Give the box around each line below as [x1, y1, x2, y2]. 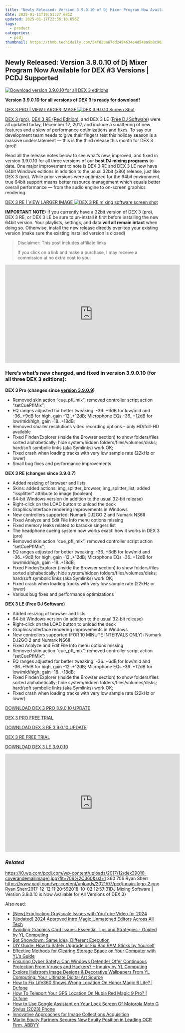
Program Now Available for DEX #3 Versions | [5, 66, 149, 75]
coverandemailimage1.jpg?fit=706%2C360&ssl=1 [5, 875, 106, 881]
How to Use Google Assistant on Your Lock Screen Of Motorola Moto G [12, 1001, 159, 1007]
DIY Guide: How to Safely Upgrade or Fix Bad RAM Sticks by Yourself [12, 943, 155, 949]
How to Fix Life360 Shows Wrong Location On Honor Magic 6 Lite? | [12, 980, 153, 986]
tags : [5, 21, 16, 26]
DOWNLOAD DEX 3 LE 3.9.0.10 [5, 744, 68, 750]
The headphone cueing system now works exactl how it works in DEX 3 [12, 527, 160, 533]
